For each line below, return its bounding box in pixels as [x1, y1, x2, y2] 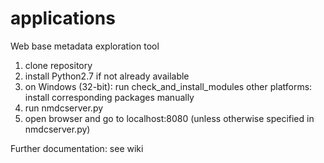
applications [10, 7, 116, 30]
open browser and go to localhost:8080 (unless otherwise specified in [24, 112, 315, 124]
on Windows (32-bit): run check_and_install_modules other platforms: [24, 80, 313, 92]
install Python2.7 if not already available [24, 70, 190, 82]
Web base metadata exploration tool [10, 40, 160, 52]
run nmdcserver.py [24, 102, 104, 114]
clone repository [24, 59, 93, 71]
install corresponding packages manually [24, 91, 195, 103]
